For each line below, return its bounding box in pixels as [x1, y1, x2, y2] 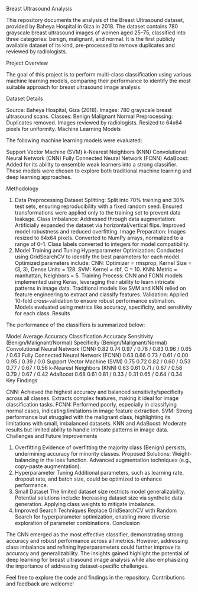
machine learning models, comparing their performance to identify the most [6, 77, 191, 84]
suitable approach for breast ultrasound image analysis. [6, 84, 142, 91]
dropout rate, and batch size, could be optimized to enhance [14, 475, 163, 482]
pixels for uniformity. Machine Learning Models [6, 126, 121, 132]
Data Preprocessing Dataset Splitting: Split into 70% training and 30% [14, 197, 185, 203]
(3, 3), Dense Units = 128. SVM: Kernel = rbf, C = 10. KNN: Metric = [14, 266, 178, 273]
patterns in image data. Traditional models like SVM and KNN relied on [14, 284, 186, 292]
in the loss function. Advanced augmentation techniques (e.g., [40, 456, 192, 463]
